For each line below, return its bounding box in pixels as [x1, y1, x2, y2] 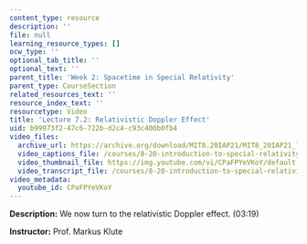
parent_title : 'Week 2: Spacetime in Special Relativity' [9, 73, 235, 82]
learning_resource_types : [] [9, 38, 121, 48]
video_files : [9, 133, 59, 142]
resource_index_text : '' [9, 98, 104, 108]
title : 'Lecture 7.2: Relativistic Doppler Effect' [9, 115, 210, 124]
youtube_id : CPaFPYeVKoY [17, 184, 112, 193]
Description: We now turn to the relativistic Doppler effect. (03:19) [9, 208, 259, 219]
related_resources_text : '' [9, 90, 117, 99]
